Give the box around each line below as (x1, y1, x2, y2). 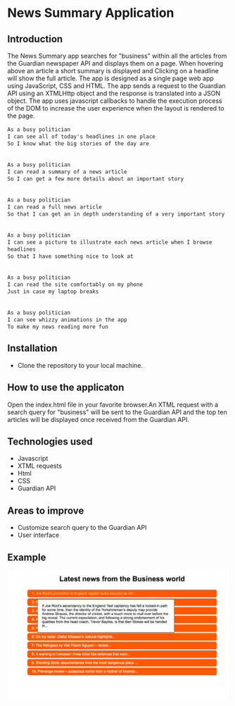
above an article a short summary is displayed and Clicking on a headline (7, 67, 220, 75)
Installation (7, 342, 58, 354)
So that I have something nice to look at (7, 253, 134, 260)
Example (7, 551, 46, 563)
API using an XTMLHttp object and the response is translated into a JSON (7, 89, 220, 97)
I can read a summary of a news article (7, 168, 128, 175)
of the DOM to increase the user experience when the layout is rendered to (7, 104, 224, 112)
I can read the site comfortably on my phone (7, 281, 143, 288)
